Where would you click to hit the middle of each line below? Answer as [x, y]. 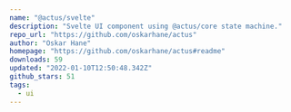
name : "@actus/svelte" [52, 18]
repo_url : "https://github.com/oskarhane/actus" [103, 34]
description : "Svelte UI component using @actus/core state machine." [146, 26]
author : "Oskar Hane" [50, 43]
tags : [20, 85]
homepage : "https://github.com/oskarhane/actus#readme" [117, 51]
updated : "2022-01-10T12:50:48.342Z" [81, 69]
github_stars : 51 [42, 77]
